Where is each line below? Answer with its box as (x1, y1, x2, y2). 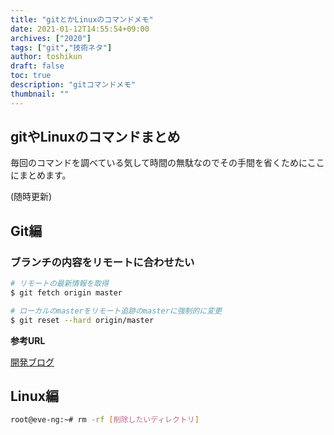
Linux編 (10, 388, 59, 405)
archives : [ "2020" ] (10, 33, 92, 43)
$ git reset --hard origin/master (10, 315, 155, 325)
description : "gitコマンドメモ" (10, 80, 137, 90)
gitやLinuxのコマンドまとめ (10, 129, 181, 146)
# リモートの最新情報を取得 (10, 279, 110, 289)
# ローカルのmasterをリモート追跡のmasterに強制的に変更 (10, 306, 223, 316)
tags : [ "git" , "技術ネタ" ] (10, 42, 113, 53)
